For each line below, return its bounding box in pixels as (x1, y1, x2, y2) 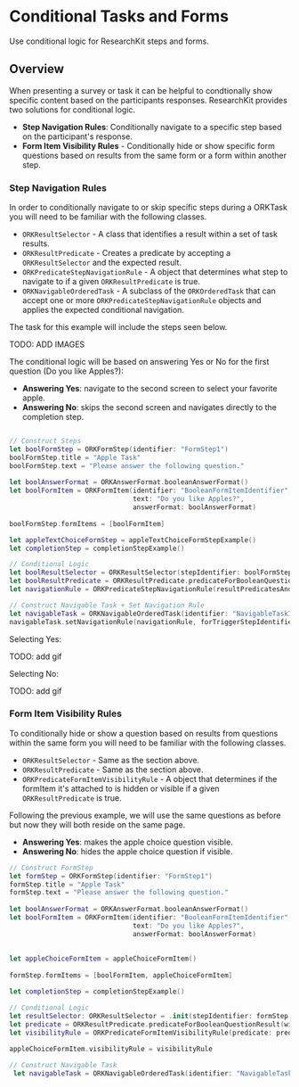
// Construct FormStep (9, 863, 93, 872)
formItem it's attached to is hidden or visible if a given (21, 783, 220, 794)
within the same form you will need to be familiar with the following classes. (9, 737, 287, 748)
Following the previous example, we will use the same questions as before (9, 810, 281, 820)
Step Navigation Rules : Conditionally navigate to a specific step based (21, 121, 282, 132)
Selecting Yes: (9, 633, 62, 644)
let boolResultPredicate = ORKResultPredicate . (9, 577, 190, 586)
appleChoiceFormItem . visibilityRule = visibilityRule (9, 1045, 214, 1054)
